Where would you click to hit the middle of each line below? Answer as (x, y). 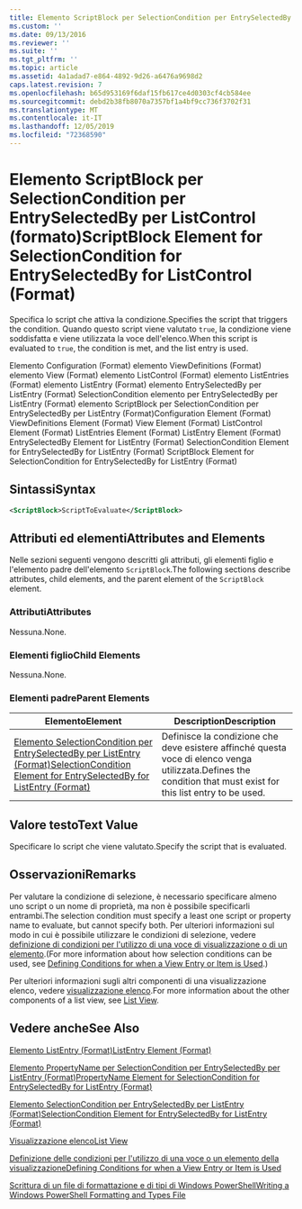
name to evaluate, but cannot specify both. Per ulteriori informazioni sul (142, 925)
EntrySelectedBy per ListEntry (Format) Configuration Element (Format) (140, 413)
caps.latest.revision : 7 (56, 85)
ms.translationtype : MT (54, 110)
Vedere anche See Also (75, 1028)
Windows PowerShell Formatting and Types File (98, 1195)
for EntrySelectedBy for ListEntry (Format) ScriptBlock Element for (132, 451)
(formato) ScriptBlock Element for (136, 237)
